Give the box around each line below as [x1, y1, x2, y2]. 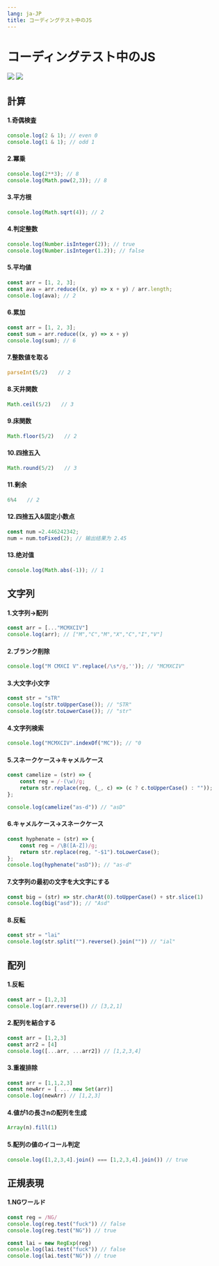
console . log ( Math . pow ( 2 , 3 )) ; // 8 [7, 177, 108, 184]
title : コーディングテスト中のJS [7, 17, 92, 24]
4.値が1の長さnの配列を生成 [7, 1108, 87, 1117]
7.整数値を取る [7, 353, 49, 362]
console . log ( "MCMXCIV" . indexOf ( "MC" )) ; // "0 [7, 739, 141, 747]
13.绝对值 [7, 551, 35, 559]
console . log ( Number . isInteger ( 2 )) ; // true [7, 241, 136, 248]
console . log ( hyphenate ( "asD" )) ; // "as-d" [7, 862, 132, 869]
